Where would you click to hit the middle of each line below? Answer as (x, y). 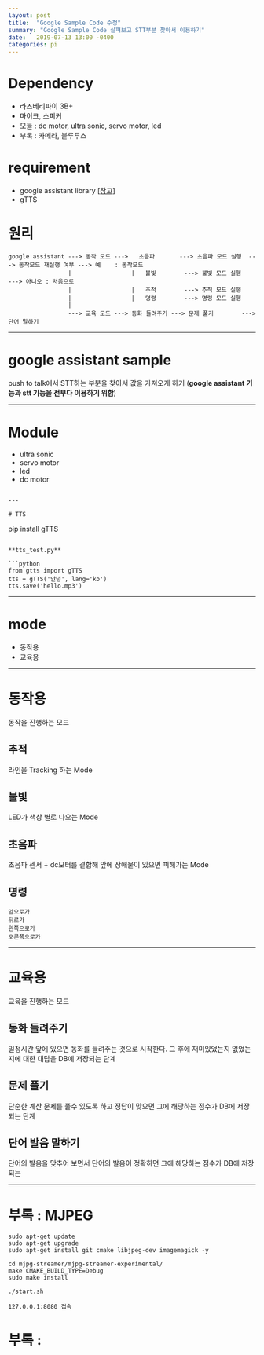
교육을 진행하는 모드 (38, 1001)
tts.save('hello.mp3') (45, 586)
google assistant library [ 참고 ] (67, 190)
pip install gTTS (33, 529)
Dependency (51, 84)
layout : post (29, 15)
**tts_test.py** (35, 550)
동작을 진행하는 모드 (38, 722)
